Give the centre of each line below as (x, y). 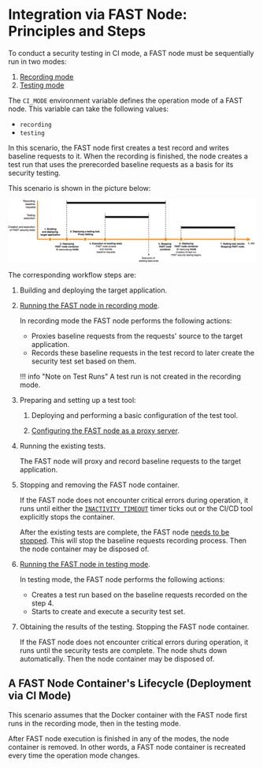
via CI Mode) (40, 696)
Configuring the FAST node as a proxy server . (105, 431)
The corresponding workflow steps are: (72, 274)
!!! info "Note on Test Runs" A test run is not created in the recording (130, 376)
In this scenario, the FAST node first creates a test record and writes (119, 147)
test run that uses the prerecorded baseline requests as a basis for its (121, 164)
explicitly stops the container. (67, 516)
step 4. (43, 603)
